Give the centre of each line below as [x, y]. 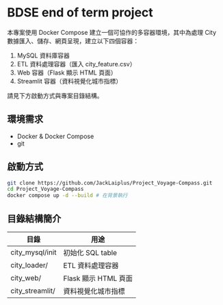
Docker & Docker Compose [55, 136]
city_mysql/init [34, 252]
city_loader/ [29, 265]
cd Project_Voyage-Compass [45, 189]
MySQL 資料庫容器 [43, 55]
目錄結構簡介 [34, 218]
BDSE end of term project [80, 13]
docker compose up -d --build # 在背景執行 [67, 196]
